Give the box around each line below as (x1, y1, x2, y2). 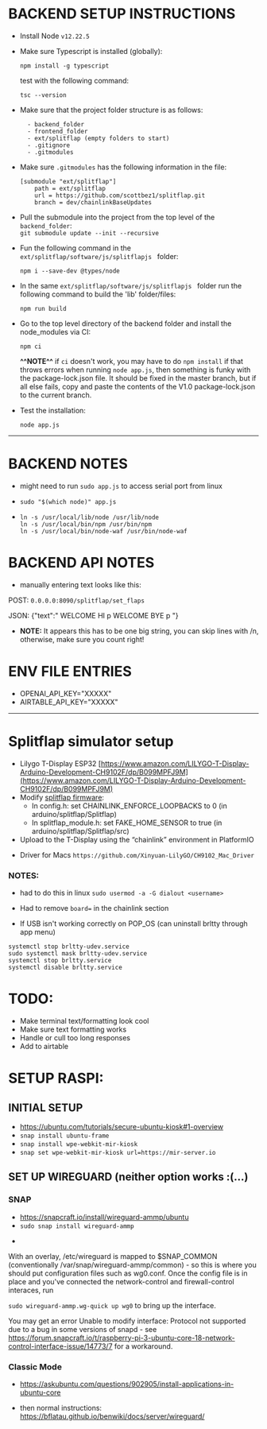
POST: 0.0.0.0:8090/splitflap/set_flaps (8, 595, 145, 605)
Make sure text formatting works (19, 1024, 127, 1034)
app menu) (19, 927, 56, 936)
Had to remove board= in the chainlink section (19, 903, 169, 912)
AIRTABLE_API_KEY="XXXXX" (19, 697, 118, 707)
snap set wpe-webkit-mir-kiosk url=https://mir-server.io (19, 1148, 216, 1156)
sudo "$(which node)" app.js (19, 498, 117, 505)
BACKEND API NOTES (8, 554, 155, 572)
